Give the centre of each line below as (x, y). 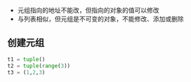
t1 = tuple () (26, 59)
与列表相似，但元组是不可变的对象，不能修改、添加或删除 (100, 19)
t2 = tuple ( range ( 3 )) (39, 66)
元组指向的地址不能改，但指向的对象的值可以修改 (88, 10)
